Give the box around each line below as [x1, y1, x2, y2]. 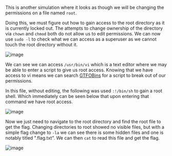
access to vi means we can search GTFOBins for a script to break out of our [5, 72, 166, 79]
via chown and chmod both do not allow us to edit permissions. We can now [5, 31, 161, 36]
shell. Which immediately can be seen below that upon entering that [5, 93, 149, 99]
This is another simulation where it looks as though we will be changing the [5, 5, 164, 10]
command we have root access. [5, 99, 73, 105]
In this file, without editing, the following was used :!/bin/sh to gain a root [5, 88, 163, 94]
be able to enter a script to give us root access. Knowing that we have [5, 67, 153, 73]
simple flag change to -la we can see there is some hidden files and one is [5, 129, 164, 135]
